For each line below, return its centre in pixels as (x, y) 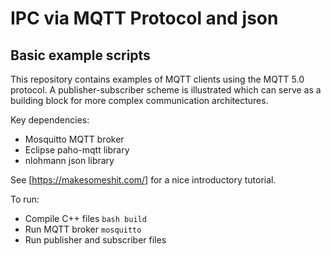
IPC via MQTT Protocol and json (144, 18)
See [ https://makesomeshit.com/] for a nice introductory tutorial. (143, 180)
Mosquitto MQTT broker (74, 139)
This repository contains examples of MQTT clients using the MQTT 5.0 (157, 79)
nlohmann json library (69, 160)
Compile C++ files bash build (85, 218)
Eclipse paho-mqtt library (77, 150)
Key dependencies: (50, 120)
